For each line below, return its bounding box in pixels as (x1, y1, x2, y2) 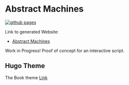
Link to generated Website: (5, 29, 59, 34)
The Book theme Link (5, 74, 48, 81)
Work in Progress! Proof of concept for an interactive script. (5, 48, 125, 53)
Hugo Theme (5, 62, 45, 70)
